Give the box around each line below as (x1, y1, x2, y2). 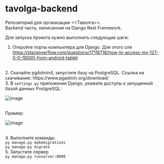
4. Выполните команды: (5, 135, 56, 141)
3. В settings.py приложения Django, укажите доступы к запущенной (5, 80, 153, 86)
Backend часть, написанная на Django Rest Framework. (5, 24, 122, 30)
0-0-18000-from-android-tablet (12, 54, 78, 60)
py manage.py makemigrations (5, 140, 66, 145)
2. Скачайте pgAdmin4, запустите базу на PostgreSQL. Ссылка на (5, 69, 145, 75)
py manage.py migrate (5, 144, 50, 150)
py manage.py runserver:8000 (5, 154, 66, 159)
